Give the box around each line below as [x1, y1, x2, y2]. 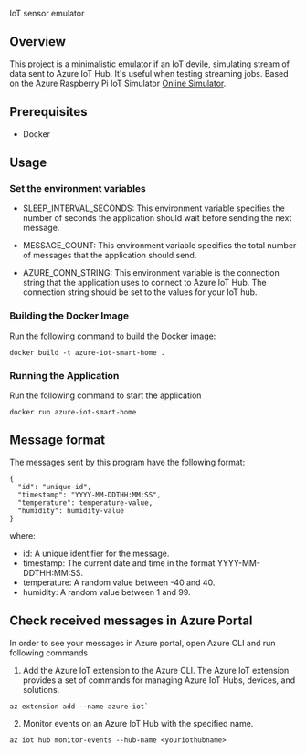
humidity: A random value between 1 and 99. [22, 586, 191, 597]
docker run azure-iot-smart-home [9, 407, 137, 416]
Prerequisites [9, 104, 88, 120]
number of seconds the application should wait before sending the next [22, 213, 292, 224]
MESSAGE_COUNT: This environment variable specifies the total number [22, 240, 297, 251]
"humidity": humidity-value [17, 506, 125, 515]
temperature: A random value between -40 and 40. [22, 577, 216, 588]
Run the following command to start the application [9, 390, 202, 401]
